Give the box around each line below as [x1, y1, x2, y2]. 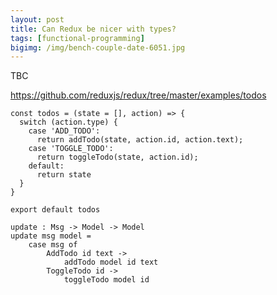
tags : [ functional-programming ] [10, 33, 145, 43]
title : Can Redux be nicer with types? [10, 24, 177, 34]
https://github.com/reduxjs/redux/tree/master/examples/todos [10, 89, 267, 101]
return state [36, 170, 92, 180]
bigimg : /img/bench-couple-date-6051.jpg [10, 42, 186, 53]
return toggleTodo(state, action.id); [36, 152, 199, 163]
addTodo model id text [63, 257, 159, 268]
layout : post [10, 14, 65, 25]
